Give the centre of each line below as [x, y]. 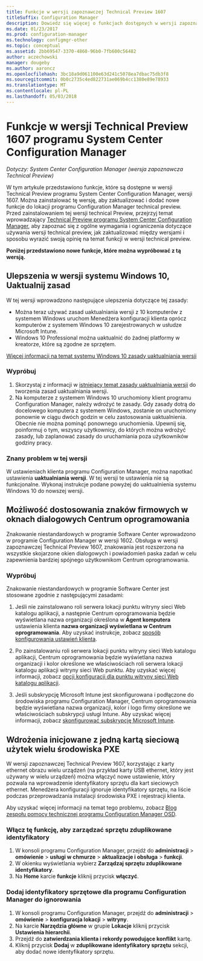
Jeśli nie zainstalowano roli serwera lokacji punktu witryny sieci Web [100, 607]
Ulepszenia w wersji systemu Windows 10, [88, 276]
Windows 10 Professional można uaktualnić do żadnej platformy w [97, 338]
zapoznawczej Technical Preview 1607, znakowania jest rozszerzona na [95, 547]
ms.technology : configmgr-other [47, 40]
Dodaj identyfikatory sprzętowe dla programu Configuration [96, 892]
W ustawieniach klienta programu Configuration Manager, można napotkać [100, 472]
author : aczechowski [32, 57]
